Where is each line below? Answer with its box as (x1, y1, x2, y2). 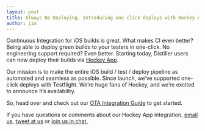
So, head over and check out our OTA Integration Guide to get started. (6, 99, 183, 107)
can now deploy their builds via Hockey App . (6, 56, 119, 64)
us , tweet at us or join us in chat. (6, 118, 88, 125)
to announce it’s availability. (6, 88, 76, 95)
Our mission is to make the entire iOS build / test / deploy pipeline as (6, 68, 178, 76)
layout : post (6, 9, 40, 15)
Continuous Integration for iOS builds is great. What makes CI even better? (6, 37, 193, 44)
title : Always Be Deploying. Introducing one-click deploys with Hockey (6, 15, 195, 21)
